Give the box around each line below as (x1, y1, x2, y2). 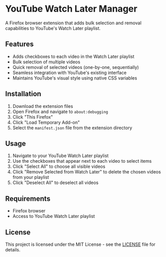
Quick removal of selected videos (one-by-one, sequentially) (12, 64, 139, 70)
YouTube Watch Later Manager (5, 3, 138, 15)
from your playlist (12, 174, 49, 180)
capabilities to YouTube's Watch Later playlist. (5, 25, 101, 31)
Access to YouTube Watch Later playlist (12, 213, 95, 219)
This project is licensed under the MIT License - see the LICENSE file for (5, 241, 155, 247)
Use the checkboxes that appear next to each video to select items (12, 158, 152, 164)
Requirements (5, 194, 50, 203)
